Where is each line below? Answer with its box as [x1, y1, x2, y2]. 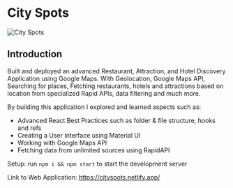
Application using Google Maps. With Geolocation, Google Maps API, [7, 74, 206, 82]
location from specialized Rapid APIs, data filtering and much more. [7, 89, 201, 97]
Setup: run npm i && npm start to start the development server [7, 159, 188, 168]
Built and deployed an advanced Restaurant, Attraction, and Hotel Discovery [7, 66, 226, 75]
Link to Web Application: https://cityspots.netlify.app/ [7, 173, 160, 181]
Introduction [7, 48, 63, 60]
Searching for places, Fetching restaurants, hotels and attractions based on [7, 82, 224, 90]
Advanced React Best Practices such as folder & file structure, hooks [17, 116, 216, 124]
